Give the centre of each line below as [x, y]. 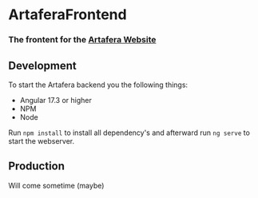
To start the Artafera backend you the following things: [98, 85]
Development [43, 65]
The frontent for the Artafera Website [82, 40]
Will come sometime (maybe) [56, 185]
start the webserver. [42, 141]
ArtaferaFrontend [67, 15]
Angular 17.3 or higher [56, 100]
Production [37, 166]
